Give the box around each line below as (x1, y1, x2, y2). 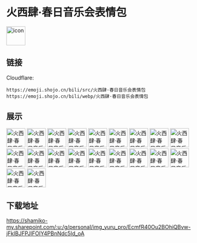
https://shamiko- (6, 217, 48, 224)
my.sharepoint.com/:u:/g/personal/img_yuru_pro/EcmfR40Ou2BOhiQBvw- (6, 224, 191, 231)
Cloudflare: (6, 74, 35, 81)
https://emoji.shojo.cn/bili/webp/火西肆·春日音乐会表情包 (6, 93, 149, 99)
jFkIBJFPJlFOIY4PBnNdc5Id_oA (6, 230, 85, 237)
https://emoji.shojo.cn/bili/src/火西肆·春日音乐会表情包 (6, 87, 146, 93)
